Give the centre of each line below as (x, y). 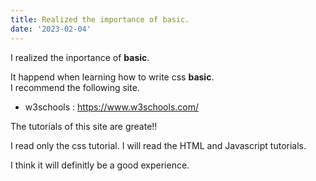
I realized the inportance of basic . (80, 57)
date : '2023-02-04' (51, 29)
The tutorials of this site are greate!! (84, 126)
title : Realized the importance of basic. (100, 19)
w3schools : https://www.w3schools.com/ (112, 107)
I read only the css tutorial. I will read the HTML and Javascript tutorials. (158, 145)
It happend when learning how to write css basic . (112, 77)
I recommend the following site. (75, 87)
